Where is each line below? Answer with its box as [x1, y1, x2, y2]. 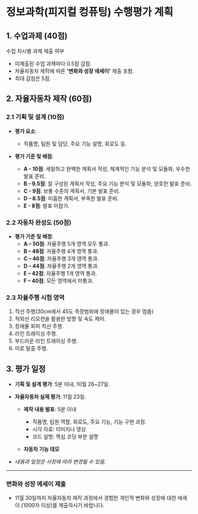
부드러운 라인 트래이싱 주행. [14, 337, 78, 344]
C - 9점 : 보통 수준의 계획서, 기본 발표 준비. [23, 187, 121, 194]
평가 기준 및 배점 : [14, 152, 54, 160]
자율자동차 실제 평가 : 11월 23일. [14, 393, 87, 401]
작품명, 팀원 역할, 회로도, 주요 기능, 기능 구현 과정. [32, 418, 147, 425]
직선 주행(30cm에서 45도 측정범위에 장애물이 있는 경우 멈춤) [14, 308, 154, 315]
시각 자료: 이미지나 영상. [32, 426, 88, 433]
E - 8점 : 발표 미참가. [23, 202, 70, 209]
